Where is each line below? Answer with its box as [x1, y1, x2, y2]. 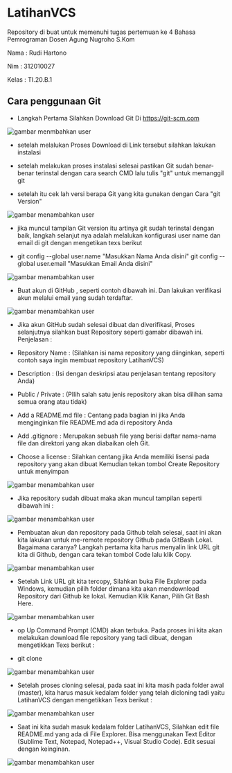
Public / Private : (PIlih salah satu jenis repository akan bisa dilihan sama [17, 390, 223, 398]
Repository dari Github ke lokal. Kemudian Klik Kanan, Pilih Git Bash [17, 592, 210, 600]
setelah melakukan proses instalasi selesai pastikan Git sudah [17, 161, 194, 170]
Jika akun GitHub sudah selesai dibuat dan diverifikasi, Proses [17, 320, 195, 328]
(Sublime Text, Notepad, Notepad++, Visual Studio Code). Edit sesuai [17, 737, 215, 745]
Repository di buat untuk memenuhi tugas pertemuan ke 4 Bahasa [7, 28, 196, 36]
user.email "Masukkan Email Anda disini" [37, 259, 153, 267]
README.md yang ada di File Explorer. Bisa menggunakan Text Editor [17, 729, 216, 738]
